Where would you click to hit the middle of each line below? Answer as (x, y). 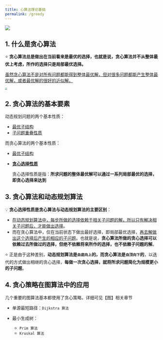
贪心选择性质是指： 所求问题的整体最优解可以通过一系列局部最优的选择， (84, 174)
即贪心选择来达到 (29, 180)
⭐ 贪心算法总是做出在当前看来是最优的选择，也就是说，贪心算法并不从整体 (79, 57)
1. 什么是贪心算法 (31, 44)
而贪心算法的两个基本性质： (33, 143)
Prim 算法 (28, 328)
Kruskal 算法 (32, 333)
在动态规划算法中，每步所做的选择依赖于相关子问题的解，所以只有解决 (82, 220)
